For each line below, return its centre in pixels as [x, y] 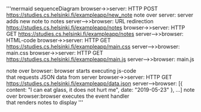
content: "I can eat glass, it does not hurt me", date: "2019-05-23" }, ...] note [100, 90]
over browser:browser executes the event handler [68, 96]
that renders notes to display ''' [45, 102]
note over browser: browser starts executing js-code [71, 71]
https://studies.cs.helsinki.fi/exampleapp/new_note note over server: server [100, 15]
